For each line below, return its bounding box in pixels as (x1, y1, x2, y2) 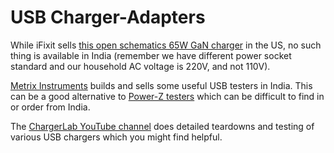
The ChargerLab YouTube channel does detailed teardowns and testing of (10, 120, 315, 132)
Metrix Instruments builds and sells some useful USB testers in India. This (10, 79, 313, 91)
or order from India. (10, 101, 91, 113)
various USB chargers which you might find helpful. (10, 131, 223, 143)
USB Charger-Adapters (10, 6, 206, 29)
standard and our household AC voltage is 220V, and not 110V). (10, 60, 271, 72)
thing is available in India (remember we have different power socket (10, 49, 292, 61)
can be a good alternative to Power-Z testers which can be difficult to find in (10, 90, 325, 102)
